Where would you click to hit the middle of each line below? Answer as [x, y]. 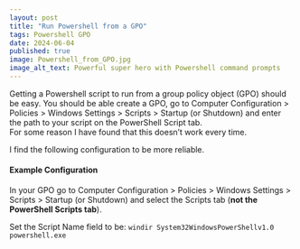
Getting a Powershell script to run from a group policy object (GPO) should [148, 93]
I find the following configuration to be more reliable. [107, 149]
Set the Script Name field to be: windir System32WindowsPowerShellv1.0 [142, 227]
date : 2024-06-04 [42, 43]
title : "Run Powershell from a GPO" [78, 26]
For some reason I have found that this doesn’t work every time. [128, 132]
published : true [40, 51]
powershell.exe [38, 235]
